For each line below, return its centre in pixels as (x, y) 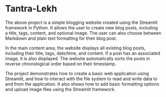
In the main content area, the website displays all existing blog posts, (75, 48)
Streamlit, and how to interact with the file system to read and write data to (81, 79)
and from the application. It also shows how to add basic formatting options (82, 84)
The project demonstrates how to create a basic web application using (77, 73)
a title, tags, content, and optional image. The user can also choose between (83, 33)
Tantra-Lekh (31, 9)
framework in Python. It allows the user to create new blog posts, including (82, 27)
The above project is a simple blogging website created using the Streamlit (81, 22)
